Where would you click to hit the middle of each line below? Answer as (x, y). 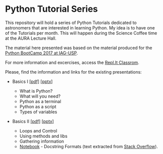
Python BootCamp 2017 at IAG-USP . (41, 53)
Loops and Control (38, 130)
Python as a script (38, 106)
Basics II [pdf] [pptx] (33, 121)
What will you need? (40, 96)
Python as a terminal (40, 101)
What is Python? (36, 91)
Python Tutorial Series (52, 9)
